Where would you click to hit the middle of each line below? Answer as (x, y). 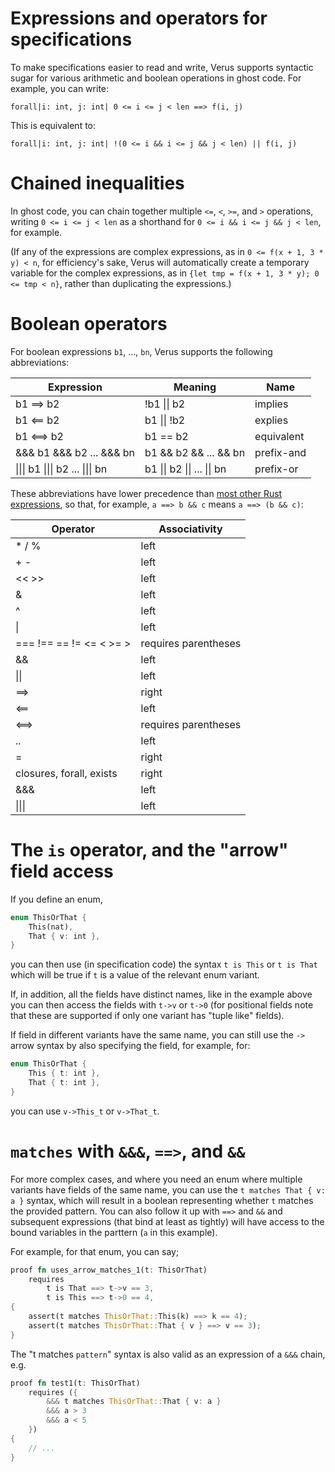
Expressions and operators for (139, 18)
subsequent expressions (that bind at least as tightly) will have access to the (167, 1221)
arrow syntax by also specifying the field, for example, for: (130, 1046)
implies (271, 404)
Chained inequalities (97, 183)
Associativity (190, 529)
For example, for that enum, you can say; (95, 1251)
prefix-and (280, 452)
